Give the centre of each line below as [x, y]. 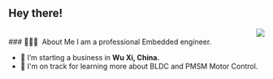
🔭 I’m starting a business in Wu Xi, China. [90, 57]
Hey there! [36, 13]
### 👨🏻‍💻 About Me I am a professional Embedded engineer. [110, 42]
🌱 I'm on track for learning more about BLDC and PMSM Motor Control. [139, 66]
